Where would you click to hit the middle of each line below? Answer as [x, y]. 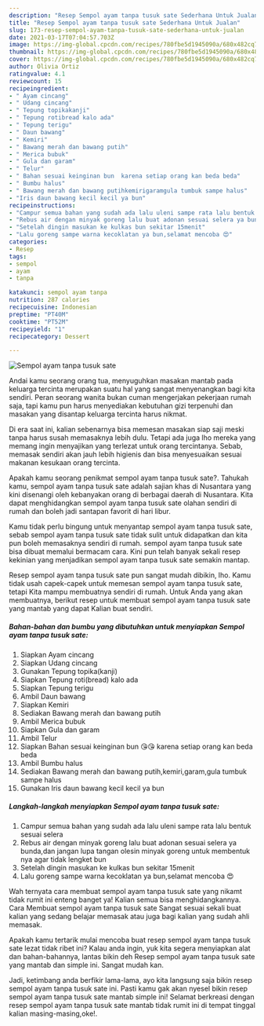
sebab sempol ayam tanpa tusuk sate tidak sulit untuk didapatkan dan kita [128, 535]
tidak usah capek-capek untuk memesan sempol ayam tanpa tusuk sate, [126, 584]
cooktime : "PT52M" [39, 322]
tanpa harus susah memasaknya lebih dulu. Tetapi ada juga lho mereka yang [132, 438]
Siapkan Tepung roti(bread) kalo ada [79, 680]
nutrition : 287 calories [49, 300]
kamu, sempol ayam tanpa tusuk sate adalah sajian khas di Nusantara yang [130, 486]
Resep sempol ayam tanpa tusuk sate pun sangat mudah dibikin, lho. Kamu [130, 575]
